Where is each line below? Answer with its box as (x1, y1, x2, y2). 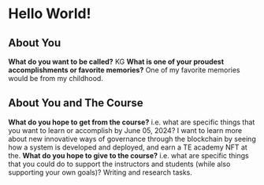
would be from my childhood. (8, 74, 104, 83)
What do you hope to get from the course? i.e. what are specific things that (8, 117, 255, 127)
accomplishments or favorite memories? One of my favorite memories (8, 65, 240, 75)
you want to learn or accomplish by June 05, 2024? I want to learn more (8, 125, 243, 135)
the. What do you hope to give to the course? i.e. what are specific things (8, 150, 250, 160)
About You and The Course (8, 96, 143, 110)
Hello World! (8, 5, 91, 23)
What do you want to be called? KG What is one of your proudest (8, 57, 225, 66)
